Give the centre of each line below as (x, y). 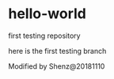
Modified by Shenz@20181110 (57, 66)
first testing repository (44, 36)
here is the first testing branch (57, 51)
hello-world (47, 14)
